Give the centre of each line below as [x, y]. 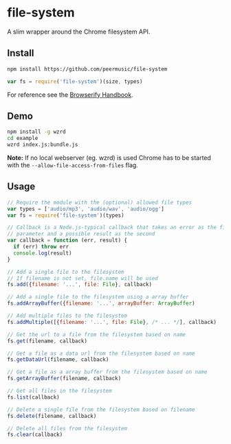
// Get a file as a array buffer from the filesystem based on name [107, 372]
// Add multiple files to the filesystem [67, 316]
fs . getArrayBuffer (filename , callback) [64, 379]
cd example [23, 139]
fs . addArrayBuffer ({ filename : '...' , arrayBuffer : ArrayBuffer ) [101, 303]
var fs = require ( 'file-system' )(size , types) [75, 81]
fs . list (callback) [33, 397]
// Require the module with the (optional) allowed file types [100, 202]
